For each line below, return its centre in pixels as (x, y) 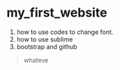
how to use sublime (45, 39)
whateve (36, 60)
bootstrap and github (47, 46)
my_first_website (57, 13)
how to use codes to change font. (65, 32)
